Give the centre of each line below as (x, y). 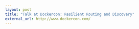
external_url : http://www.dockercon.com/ (48, 19)
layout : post (18, 10)
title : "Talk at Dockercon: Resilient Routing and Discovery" (70, 14)
